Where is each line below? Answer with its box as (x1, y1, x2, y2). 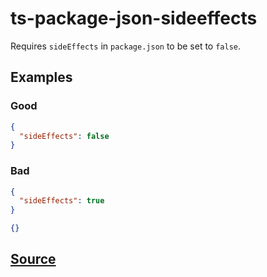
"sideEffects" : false (19, 131, 110, 141)
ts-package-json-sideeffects (10, 7, 258, 30)
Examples (10, 69, 73, 86)
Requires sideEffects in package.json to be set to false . (10, 40, 242, 52)
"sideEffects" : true (19, 196, 105, 206)
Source (10, 251, 57, 268)
